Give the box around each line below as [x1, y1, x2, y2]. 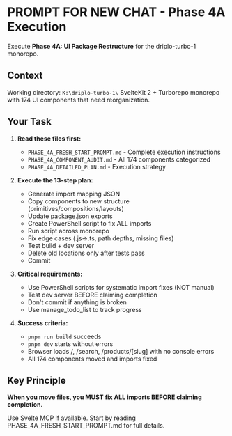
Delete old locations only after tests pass [27, 249, 145, 257]
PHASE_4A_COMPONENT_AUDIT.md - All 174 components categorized [27, 155, 211, 164]
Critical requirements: [17, 270, 83, 278]
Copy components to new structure [27, 196, 130, 205]
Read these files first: [17, 134, 82, 143]
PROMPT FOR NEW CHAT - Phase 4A [7, 4, 226, 20]
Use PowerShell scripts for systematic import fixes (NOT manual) [27, 283, 215, 291]
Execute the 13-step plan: [17, 176, 93, 185]
